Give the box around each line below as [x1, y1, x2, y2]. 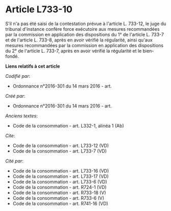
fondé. [5, 53, 19, 59]
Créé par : [5, 93, 26, 99]
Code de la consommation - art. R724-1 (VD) [12, 184, 107, 190]
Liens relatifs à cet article [5, 63, 60, 69]
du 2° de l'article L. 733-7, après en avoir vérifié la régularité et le [5, 48, 142, 54]
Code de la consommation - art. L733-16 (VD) [12, 167, 109, 174]
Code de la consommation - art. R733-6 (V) [12, 195, 105, 201]
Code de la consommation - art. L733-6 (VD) [12, 178, 107, 185]
